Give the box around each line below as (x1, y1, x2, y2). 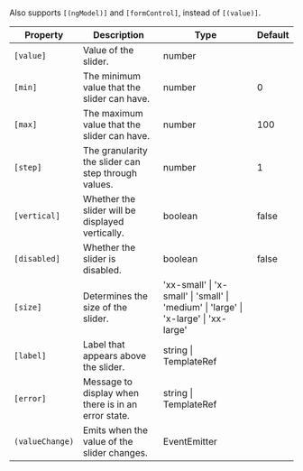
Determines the (82, 290, 149, 302)
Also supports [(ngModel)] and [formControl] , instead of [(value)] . (9, 7, 262, 18)
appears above (82, 350, 147, 363)
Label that (82, 338, 125, 351)
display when (82, 387, 140, 400)
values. (82, 179, 114, 191)
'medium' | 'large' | (162, 301, 243, 314)
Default (256, 29, 289, 42)
